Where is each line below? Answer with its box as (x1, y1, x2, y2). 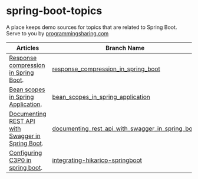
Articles (16, 44, 39, 52)
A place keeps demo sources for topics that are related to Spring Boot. (6, 24, 177, 31)
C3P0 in (9, 156, 32, 164)
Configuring (9, 148, 42, 157)
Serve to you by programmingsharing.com (6, 29, 109, 37)
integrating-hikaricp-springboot (52, 156, 143, 164)
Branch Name (105, 44, 145, 52)
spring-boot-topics (6, 4, 103, 18)
